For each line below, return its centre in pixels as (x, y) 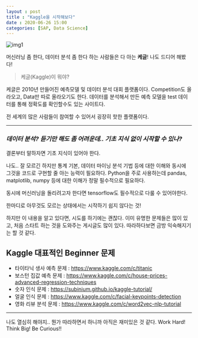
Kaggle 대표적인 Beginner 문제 (61, 253)
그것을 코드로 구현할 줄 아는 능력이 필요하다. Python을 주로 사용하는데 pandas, (97, 173)
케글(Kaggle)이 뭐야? (45, 77)
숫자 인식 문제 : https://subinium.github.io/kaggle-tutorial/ (83, 289)
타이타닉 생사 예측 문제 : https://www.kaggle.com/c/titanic (83, 268)
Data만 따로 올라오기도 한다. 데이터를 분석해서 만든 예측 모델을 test (100, 97)
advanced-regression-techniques (55, 282)
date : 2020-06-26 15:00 (37, 22)
